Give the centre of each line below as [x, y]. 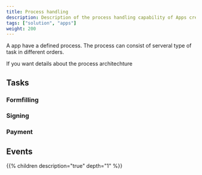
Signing [18, 116]
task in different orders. [35, 52]
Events [20, 151]
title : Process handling [37, 12]
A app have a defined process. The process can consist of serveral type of [99, 46]
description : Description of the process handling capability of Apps [96, 17]
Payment [20, 132]
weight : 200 [21, 29]
